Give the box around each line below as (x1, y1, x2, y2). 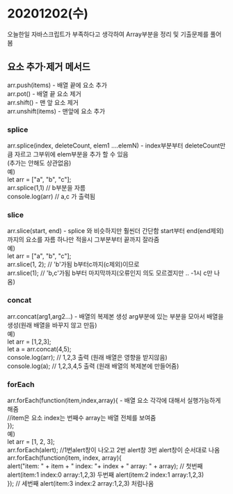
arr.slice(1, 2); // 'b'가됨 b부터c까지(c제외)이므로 (7, 260, 140, 269)
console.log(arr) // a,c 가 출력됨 (7, 192, 96, 201)
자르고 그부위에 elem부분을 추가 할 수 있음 (14, 150, 129, 159)
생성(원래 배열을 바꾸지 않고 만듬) (7, 321, 97, 329)
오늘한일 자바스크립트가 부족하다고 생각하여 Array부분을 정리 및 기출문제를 (7, 30, 209, 38)
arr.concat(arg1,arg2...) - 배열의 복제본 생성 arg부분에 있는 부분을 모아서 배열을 (7, 312, 224, 320)
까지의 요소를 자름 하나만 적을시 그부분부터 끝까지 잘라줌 (7, 235, 160, 244)
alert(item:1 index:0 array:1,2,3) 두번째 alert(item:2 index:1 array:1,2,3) (7, 470, 204, 479)
